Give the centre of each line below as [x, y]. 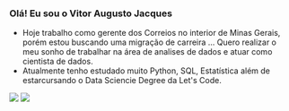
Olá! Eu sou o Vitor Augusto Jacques [91, 13]
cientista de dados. [57, 62]
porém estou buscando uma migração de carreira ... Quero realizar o [149, 42]
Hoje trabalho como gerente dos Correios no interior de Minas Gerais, [151, 33]
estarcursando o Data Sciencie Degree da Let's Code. [122, 81]
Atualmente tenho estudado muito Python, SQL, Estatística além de [146, 71]
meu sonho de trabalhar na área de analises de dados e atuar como [147, 52]
